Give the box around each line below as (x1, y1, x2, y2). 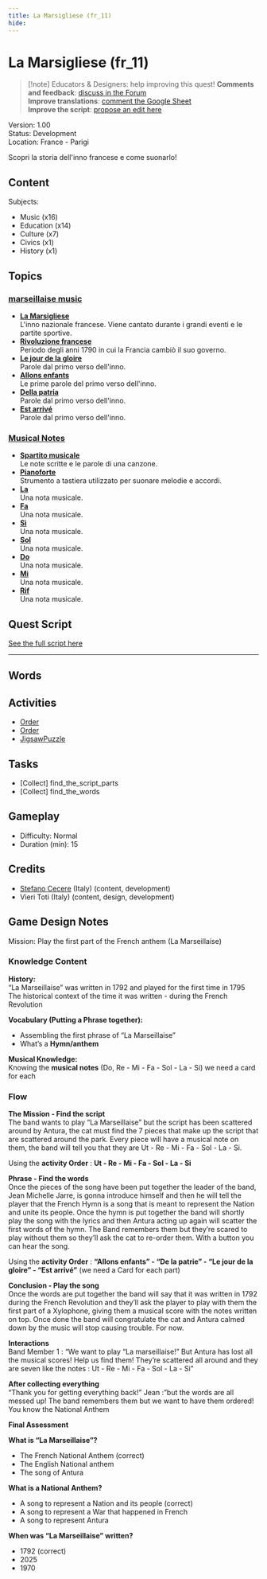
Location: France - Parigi (8, 137, 90, 147)
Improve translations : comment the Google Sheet (27, 96, 192, 106)
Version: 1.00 (8, 120, 51, 130)
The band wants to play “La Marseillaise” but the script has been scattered (8, 1117, 253, 1127)
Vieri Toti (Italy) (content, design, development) (19, 892, 175, 902)
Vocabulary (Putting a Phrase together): (8, 1015, 143, 1024)
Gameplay (8, 809, 60, 824)
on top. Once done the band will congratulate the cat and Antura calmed (8, 1315, 245, 1324)
